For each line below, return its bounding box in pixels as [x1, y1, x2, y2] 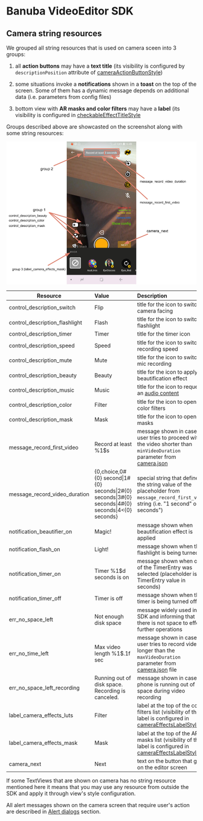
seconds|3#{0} [94, 494, 132, 501]
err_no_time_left [8, 650, 49, 657]
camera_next [8, 761, 42, 768]
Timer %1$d [94, 567, 126, 574]
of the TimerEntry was [137, 564, 193, 571]
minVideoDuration [137, 448, 181, 454]
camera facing [137, 307, 173, 315]
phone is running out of [137, 681, 195, 688]
